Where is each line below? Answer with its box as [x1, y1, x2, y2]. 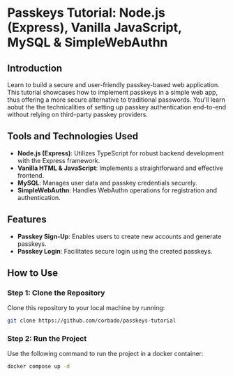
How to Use [7, 267, 59, 279]
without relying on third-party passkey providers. [7, 110, 149, 118]
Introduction [7, 62, 63, 74]
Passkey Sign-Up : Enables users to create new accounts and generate [17, 232, 222, 240]
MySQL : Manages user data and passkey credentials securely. [17, 178, 197, 187]
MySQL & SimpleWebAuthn [7, 35, 168, 50]
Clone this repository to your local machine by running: [7, 304, 165, 312]
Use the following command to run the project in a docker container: [7, 350, 204, 358]
